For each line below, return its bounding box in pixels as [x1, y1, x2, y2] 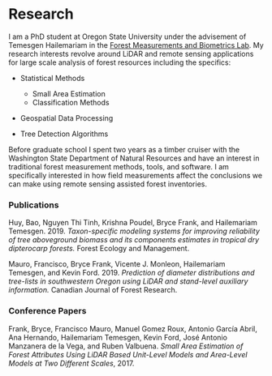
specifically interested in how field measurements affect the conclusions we [8, 170, 262, 180]
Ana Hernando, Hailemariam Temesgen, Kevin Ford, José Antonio [8, 332, 227, 342]
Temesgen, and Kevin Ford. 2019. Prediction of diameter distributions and [8, 268, 255, 278]
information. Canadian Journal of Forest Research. [8, 285, 178, 295]
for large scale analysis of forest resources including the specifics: [8, 58, 231, 67]
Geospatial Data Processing [19, 113, 114, 122]
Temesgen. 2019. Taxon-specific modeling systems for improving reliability [8, 226, 260, 236]
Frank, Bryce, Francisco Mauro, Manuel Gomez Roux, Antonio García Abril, [8, 323, 257, 333]
